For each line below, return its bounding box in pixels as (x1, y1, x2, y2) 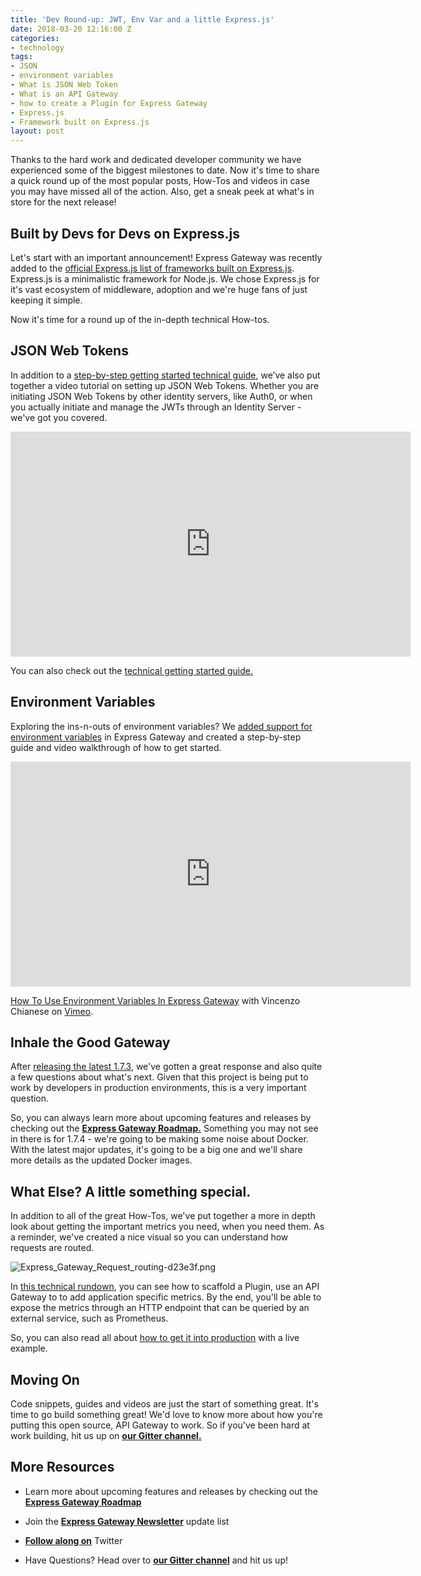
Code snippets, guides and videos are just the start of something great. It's (10, 1398, 319, 1410)
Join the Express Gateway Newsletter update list (24, 1515, 230, 1527)
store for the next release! (10, 196, 117, 208)
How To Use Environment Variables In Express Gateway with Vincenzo (10, 994, 301, 1006)
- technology (10, 42, 65, 53)
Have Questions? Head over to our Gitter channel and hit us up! (24, 1554, 288, 1566)
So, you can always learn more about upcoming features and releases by (10, 1112, 312, 1124)
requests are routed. (10, 1242, 95, 1254)
